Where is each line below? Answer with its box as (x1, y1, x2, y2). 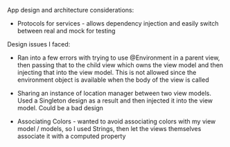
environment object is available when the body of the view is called (17, 76, 209, 84)
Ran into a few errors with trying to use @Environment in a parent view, (17, 53, 220, 62)
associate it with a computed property (17, 132, 126, 140)
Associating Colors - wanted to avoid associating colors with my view (17, 117, 216, 126)
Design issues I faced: (7, 40, 71, 48)
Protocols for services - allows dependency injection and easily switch (17, 19, 220, 27)
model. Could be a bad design (17, 104, 104, 112)
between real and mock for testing (17, 27, 116, 35)
